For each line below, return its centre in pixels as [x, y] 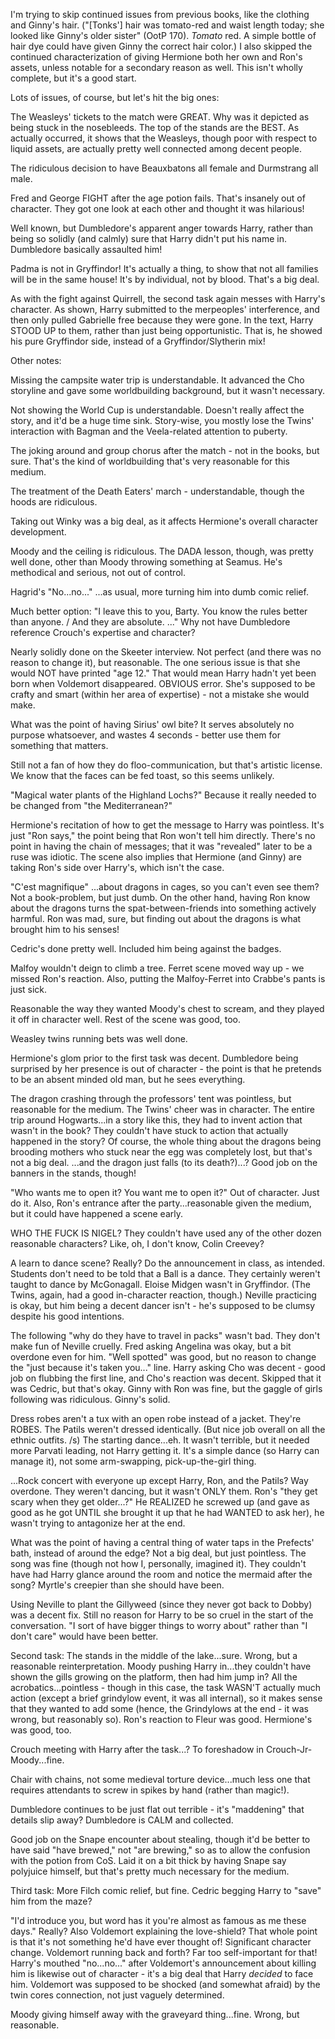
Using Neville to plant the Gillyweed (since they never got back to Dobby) [161, 1604]
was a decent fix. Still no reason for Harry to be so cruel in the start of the [162, 1615]
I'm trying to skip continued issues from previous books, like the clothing [160, 14]
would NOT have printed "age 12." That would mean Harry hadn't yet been [163, 673]
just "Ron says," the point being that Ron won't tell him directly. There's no [163, 835]
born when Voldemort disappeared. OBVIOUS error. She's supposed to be [163, 683]
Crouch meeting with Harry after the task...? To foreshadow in [137, 1749]
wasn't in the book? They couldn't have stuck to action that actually [149, 1130]
